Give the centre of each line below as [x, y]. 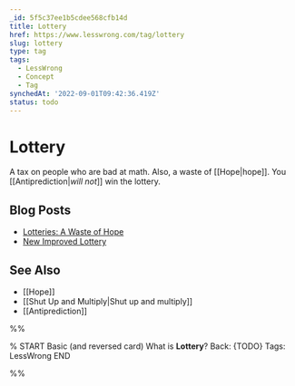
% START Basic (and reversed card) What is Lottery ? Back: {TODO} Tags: [147, 346]
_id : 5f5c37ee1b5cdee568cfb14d [69, 18]
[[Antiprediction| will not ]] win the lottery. [85, 181]
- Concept [36, 77]
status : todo [34, 102]
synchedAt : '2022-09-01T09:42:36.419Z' [85, 93]
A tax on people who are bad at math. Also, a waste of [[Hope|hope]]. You [148, 172]
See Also [35, 270]
